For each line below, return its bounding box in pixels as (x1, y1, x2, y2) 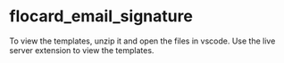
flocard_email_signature (9, 6, 194, 27)
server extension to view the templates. (9, 44, 155, 55)
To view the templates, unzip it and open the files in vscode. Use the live (9, 35, 276, 46)
